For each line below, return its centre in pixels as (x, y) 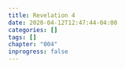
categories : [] (33, 30)
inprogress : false (38, 52)
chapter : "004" (33, 45)
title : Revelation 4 (42, 15)
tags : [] (22, 37)
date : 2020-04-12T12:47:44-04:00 (63, 23)
